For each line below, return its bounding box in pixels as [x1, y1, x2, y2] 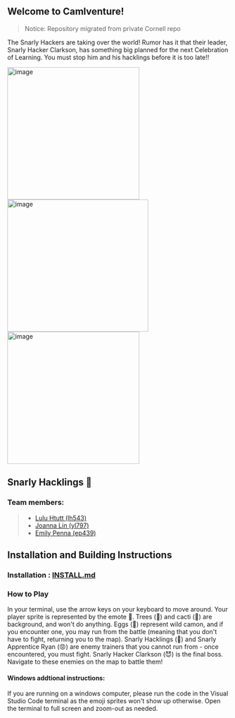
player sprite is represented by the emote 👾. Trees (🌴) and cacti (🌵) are [7, 613, 212, 621]
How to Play [7, 589, 49, 599]
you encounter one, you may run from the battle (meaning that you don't [7, 628, 217, 636]
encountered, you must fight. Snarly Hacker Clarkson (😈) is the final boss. [7, 650, 224, 659]
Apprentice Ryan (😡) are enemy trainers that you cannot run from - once [7, 643, 220, 651]
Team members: [7, 497, 65, 507]
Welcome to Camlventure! [7, 6, 125, 18]
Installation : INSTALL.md [7, 570, 96, 580]
